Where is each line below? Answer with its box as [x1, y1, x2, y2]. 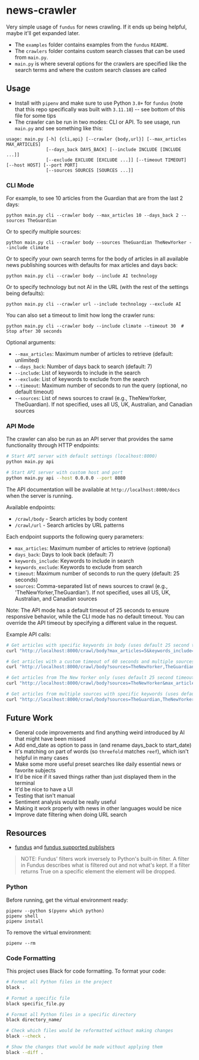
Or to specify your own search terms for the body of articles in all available [6, 255, 188, 262]
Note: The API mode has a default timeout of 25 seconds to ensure [6, 606, 169, 614]
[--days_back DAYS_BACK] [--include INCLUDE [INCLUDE [46, 146, 182, 152]
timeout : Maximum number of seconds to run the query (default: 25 [14, 570, 180, 577]
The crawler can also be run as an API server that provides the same [6, 435, 174, 443]
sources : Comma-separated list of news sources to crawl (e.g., [14, 582, 168, 589]
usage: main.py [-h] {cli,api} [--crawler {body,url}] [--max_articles [6, 136, 187, 142]
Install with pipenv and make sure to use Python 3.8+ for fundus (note [14, 99, 184, 106]
